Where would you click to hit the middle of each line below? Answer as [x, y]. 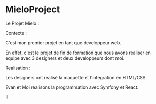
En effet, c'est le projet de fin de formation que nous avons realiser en [78, 53]
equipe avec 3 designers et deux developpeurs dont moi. [65, 58]
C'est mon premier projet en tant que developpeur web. [63, 43]
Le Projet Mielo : [22, 23]
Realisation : [18, 68]
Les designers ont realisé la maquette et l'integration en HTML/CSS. [76, 77]
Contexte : [16, 33]
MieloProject [33, 9]
